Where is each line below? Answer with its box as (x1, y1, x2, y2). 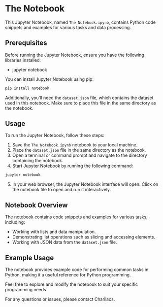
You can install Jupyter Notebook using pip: (5, 76, 94, 82)
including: (5, 219, 26, 225)
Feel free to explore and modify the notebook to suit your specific (5, 281, 138, 287)
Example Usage (5, 253, 54, 262)
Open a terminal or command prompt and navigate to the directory (12, 152, 147, 158)
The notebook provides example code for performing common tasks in (5, 267, 149, 273)
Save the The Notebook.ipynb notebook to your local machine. (12, 142, 138, 148)
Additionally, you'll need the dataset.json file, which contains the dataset (5, 95, 154, 101)
